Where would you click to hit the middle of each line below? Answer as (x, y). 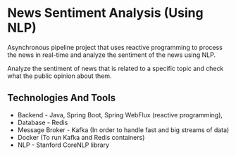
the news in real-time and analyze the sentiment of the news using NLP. (112, 55)
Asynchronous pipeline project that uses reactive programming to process (115, 47)
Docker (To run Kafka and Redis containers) (81, 137)
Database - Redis (43, 122)
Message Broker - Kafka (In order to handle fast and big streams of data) (123, 130)
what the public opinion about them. (60, 76)
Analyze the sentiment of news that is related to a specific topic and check (116, 68)
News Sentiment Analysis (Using (105, 13)
